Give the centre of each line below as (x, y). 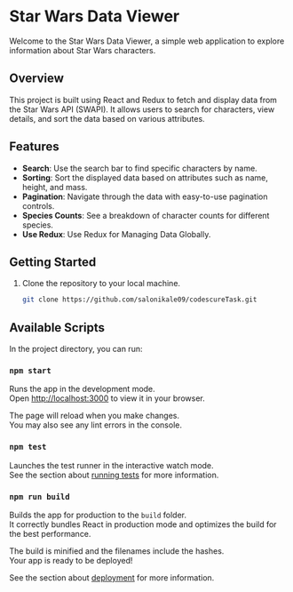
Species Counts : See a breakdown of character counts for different (146, 215)
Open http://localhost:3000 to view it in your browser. (107, 398)
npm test (28, 447)
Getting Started (53, 262)
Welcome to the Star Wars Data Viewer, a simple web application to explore (147, 41)
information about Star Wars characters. (83, 50)
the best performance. (50, 533)
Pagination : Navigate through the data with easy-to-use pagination (145, 196)
